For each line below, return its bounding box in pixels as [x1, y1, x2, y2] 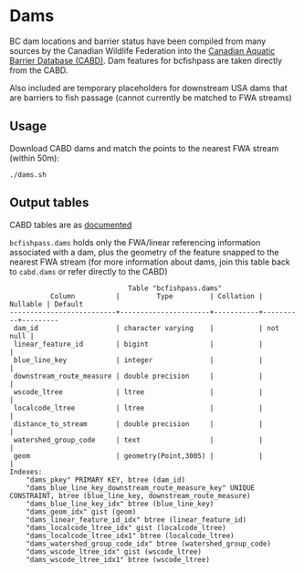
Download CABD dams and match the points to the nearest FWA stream [9, 142, 279, 153]
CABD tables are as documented [9, 219, 132, 230]
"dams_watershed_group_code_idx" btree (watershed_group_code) [26, 539, 272, 548]
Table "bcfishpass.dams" [127, 284, 223, 293]
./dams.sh [9, 170, 47, 179]
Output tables [9, 195, 89, 211]
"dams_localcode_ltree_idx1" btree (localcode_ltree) [26, 531, 235, 540]
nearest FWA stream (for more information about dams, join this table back [9, 256, 290, 267]
